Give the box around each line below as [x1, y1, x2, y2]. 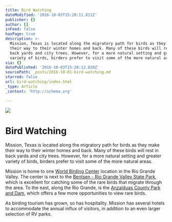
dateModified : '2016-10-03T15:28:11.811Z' [5, 12, 97, 17]
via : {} [5, 60, 22, 65]
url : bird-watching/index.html [5, 79, 72, 84]
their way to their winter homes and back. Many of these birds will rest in [5, 147, 159, 154]
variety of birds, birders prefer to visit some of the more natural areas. [5, 158, 153, 164]
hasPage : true [5, 31, 36, 36]
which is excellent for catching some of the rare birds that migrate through [5, 179, 162, 186]
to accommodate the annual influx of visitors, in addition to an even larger [5, 206, 161, 212]
